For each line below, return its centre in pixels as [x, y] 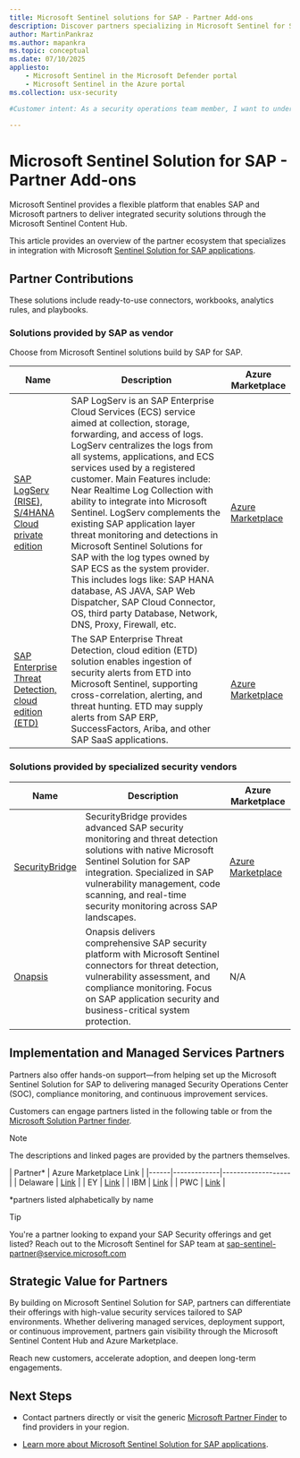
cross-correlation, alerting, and [137, 695]
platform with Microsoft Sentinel [152, 954]
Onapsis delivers [121, 931]
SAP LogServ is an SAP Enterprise [142, 401]
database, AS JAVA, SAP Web [133, 591]
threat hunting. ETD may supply [137, 707]
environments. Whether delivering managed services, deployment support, [147, 1322]
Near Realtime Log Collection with [142, 491]
